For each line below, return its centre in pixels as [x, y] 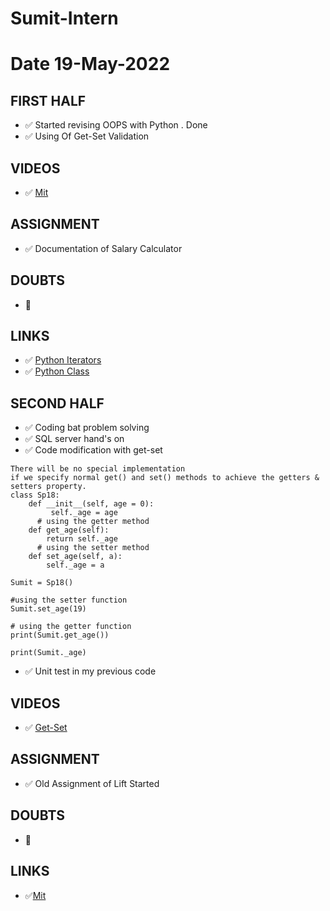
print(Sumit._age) [48, 653]
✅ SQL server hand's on [74, 439]
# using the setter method [93, 548]
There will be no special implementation [98, 469]
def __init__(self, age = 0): [91, 504]
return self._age [82, 539]
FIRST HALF [48, 100]
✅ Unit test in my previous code [90, 671]
